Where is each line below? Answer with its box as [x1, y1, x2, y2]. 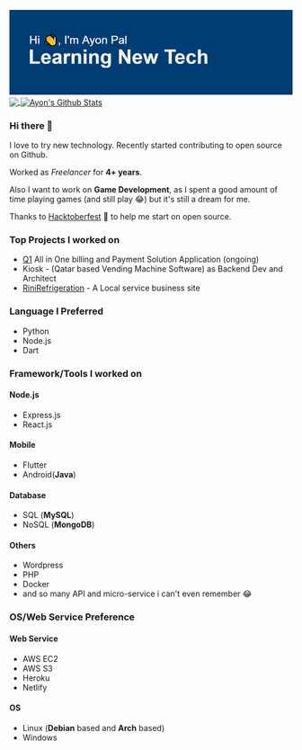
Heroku [22, 672, 50, 683]
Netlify [22, 682, 48, 692]
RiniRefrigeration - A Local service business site [22, 282, 200, 293]
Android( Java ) [22, 469, 76, 480]
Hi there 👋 [9, 119, 54, 131]
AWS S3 [22, 663, 54, 674]
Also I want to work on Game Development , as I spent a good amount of [9, 184, 279, 195]
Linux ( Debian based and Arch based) [22, 722, 164, 733]
